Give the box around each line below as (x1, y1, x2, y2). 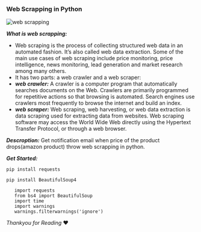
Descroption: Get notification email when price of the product (6, 137, 160, 144)
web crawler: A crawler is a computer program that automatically (14, 80, 178, 87)
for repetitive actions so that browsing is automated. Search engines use (14, 93, 195, 101)
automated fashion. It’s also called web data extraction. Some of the (14, 48, 184, 55)
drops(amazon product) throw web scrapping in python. (6, 143, 146, 151)
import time (14, 198, 45, 204)
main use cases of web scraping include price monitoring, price (14, 55, 173, 62)
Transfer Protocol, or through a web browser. (14, 125, 127, 133)
